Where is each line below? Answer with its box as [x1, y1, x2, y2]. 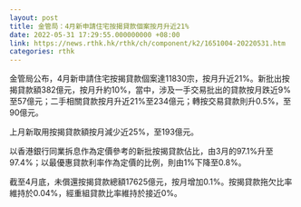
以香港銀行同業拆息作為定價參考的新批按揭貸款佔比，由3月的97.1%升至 [9, 146, 274, 157]
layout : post [9, 13, 59, 23]
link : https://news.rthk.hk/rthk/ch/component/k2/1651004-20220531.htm [9, 38, 286, 48]
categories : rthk [9, 47, 75, 56]
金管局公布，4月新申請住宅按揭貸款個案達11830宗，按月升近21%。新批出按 [9, 74, 290, 84]
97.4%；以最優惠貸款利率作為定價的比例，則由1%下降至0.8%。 [9, 157, 247, 168]
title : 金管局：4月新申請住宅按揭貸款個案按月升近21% [9, 22, 189, 31]
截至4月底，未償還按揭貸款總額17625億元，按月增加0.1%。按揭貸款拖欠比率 [9, 176, 293, 187]
